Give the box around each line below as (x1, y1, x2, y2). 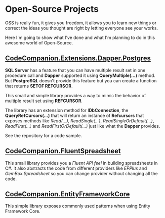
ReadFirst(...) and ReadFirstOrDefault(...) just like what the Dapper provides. (5, 123, 161, 129)
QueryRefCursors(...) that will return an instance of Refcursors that (5, 112, 144, 118)
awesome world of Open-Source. (5, 39, 73, 45)
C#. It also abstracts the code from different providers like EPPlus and (5, 165, 147, 171)
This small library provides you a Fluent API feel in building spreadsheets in (5, 160, 158, 166)
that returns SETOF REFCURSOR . (5, 83, 73, 89)
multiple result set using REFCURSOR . (5, 98, 82, 104)
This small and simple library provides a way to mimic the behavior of (5, 92, 146, 98)
